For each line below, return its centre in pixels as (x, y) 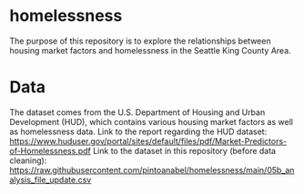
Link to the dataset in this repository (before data (184, 150)
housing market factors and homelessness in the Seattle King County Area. (150, 50)
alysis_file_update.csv (51, 179)
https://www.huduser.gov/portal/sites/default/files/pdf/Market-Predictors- (148, 141)
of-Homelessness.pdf (50, 150)
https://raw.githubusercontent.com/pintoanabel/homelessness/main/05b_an (152, 170)
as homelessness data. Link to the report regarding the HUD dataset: (138, 131)
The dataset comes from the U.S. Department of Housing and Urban (137, 112)
